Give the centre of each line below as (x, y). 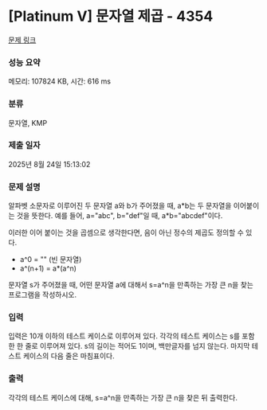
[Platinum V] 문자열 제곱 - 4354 (111, 16)
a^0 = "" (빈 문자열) (51, 260)
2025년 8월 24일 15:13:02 (49, 164)
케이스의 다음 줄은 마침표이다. (69, 356)
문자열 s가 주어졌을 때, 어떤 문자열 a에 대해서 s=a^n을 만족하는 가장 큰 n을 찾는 (131, 285)
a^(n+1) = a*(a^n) (48, 268)
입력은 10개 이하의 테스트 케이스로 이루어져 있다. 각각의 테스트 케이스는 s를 (124, 336)
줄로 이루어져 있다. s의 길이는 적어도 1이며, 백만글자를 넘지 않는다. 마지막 (137, 346)
